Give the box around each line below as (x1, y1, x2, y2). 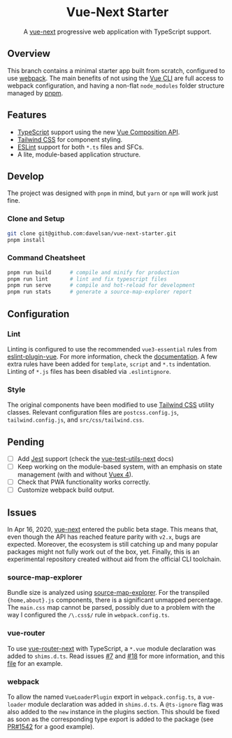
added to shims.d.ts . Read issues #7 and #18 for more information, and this (7, 652, 225, 660)
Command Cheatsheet (7, 253, 86, 263)
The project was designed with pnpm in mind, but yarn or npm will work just (7, 189, 219, 197)
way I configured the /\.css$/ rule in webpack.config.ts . (7, 611, 170, 619)
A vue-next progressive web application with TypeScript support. (23, 27, 212, 36)
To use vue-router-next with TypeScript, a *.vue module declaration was (7, 644, 217, 652)
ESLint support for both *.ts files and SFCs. (17, 142, 145, 151)
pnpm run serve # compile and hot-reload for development (7, 282, 196, 289)
